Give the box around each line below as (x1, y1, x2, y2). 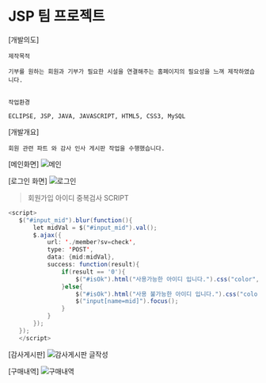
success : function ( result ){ (47, 261, 140, 269)
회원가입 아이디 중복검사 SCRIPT (27, 193, 129, 202)
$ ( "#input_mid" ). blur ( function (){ (18, 216, 133, 224)
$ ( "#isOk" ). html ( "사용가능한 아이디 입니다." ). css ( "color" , (75, 275, 260, 283)
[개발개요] (8, 127, 40, 136)
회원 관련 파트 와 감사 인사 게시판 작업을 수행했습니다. (8, 144, 165, 152)
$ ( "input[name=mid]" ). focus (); (75, 297, 179, 305)
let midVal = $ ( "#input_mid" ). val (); (32, 224, 158, 232)
